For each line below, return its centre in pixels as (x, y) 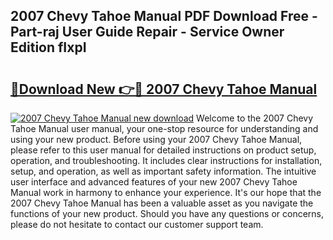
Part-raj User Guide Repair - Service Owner (147, 32)
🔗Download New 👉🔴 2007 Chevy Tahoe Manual (164, 89)
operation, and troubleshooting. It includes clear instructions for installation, (166, 160)
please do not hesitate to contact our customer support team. (137, 224)
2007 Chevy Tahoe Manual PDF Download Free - (164, 16)
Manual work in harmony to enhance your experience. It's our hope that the (166, 192)
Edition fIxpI (48, 47)
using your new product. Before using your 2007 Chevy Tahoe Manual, (156, 139)
